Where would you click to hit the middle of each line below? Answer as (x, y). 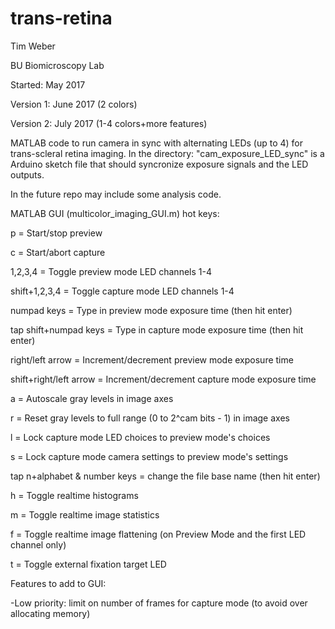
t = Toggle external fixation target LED (88, 564)
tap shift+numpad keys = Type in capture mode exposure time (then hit (157, 329)
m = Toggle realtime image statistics (85, 514)
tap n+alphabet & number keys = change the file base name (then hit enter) (165, 476)
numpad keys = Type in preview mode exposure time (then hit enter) (151, 310)
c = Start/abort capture (58, 252)
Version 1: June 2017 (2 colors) (74, 104)
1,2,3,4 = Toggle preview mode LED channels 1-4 (111, 271)
